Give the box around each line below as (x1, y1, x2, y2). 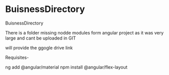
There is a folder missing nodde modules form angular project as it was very (5, 29, 164, 35)
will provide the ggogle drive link (5, 44, 73, 50)
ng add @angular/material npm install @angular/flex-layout (5, 64, 128, 70)
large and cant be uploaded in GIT (5, 35, 76, 41)
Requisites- (5, 54, 29, 60)
